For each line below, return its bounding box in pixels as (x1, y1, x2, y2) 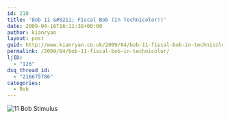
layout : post (7, 35, 44, 42)
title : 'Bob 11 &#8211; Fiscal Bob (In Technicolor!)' (7, 16, 167, 23)
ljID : (7, 54, 23, 61)
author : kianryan (7, 29, 57, 36)
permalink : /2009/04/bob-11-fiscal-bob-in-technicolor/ (7, 48, 170, 55)
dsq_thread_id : (7, 67, 51, 73)
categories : (7, 80, 41, 86)
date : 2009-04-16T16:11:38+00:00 (7, 22, 103, 29)
